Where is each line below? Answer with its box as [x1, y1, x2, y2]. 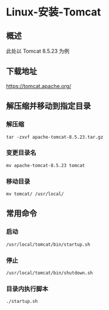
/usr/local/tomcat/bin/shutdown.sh [6, 270, 93, 276]
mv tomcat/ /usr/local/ [6, 191, 64, 197]
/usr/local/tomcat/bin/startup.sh [6, 242, 91, 247]
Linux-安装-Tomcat [6, 5, 101, 19]
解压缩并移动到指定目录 [6, 101, 91, 111]
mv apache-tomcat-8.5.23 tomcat [6, 162, 85, 168]
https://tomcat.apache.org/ [6, 82, 71, 89]
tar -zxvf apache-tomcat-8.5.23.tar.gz [6, 134, 104, 140]
